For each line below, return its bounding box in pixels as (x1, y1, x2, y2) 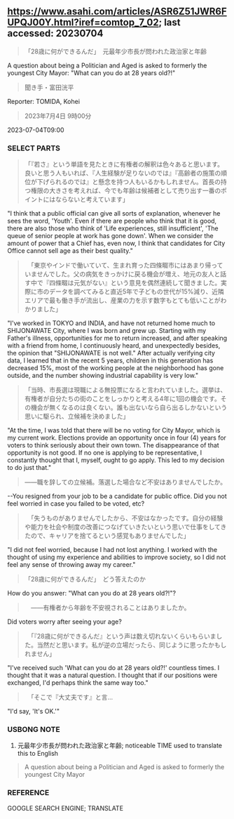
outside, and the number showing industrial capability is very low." (7, 372, 198, 380)
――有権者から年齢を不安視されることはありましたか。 (30, 603, 191, 612)
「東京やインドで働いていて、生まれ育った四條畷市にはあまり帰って (30, 261, 223, 270)
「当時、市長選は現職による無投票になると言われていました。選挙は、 (24, 386, 227, 394)
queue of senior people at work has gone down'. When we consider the (7, 232, 214, 240)
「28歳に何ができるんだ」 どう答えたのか (24, 575, 146, 584)
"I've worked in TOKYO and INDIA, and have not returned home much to (7, 319, 216, 327)
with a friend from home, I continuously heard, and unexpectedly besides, (7, 341, 221, 350)
